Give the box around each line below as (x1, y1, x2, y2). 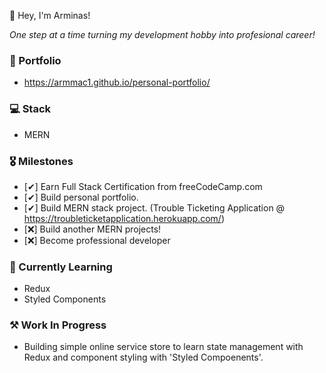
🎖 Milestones (9, 154, 74, 168)
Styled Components (23, 293, 107, 305)
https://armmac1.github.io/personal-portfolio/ (23, 76, 211, 89)
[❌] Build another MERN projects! (23, 223, 162, 235)
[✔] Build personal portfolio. (23, 191, 139, 203)
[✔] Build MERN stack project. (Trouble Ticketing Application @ (23, 201, 286, 214)
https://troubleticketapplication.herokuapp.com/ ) (23, 212, 226, 224)
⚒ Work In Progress (9, 318, 107, 332)
